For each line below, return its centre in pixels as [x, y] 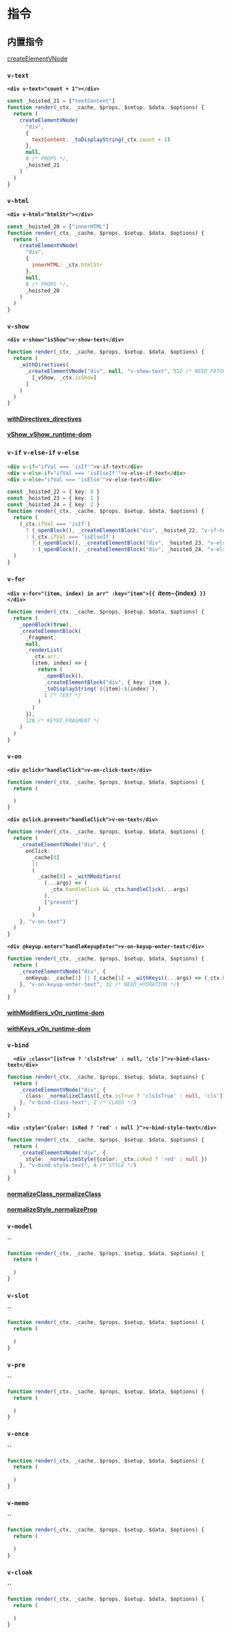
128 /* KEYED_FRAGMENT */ [62, 721]
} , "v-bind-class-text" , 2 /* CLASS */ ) [78, 1102]
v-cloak [20, 1572]
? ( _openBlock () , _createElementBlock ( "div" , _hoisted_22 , [111, 530]
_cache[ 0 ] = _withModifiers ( [79, 877]
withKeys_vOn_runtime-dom [49, 1028]
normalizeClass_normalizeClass [54, 1194]
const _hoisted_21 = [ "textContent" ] [61, 101]
